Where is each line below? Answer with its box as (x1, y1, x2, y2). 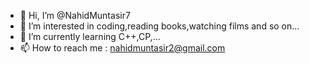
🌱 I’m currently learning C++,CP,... (19, 31, 161, 42)
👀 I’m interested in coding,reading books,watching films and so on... (19, 20, 300, 32)
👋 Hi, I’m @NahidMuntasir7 (19, 10, 131, 21)
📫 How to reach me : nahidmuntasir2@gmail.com (19, 42, 226, 54)
